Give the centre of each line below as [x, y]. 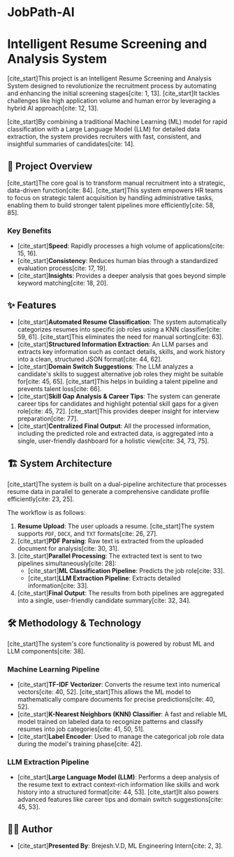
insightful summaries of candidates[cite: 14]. [71, 144]
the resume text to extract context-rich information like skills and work [118, 785]
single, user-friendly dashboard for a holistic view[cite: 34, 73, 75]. [113, 441]
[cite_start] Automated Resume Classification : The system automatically [122, 322]
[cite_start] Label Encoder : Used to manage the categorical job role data [121, 736]
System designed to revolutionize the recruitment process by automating [112, 86]
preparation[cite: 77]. [48, 419]
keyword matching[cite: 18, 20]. [63, 283]
